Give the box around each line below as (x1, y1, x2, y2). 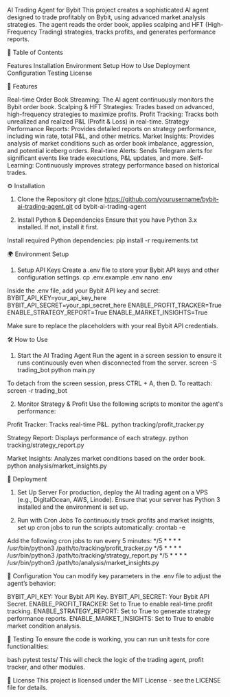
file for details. (7, 683, 48, 692)
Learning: (7, 161, 34, 169)
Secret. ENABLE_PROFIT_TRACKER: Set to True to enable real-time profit (7, 600, 213, 608)
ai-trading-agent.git (16, 203, 73, 210)
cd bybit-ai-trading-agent (74, 203, 147, 210)
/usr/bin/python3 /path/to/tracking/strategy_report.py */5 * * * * (7, 551, 187, 559)
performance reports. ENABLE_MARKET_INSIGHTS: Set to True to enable (7, 615, 214, 622)
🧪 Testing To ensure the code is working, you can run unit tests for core (7, 635, 209, 643)
